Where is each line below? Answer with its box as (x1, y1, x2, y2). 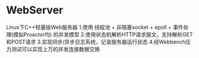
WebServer (6, 4, 64, 17)
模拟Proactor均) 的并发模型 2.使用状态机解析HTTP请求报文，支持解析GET (13, 30, 193, 38)
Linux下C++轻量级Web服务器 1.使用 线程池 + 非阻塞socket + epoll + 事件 (6, 23, 184, 30)
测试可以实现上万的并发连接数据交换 (11, 45, 100, 53)
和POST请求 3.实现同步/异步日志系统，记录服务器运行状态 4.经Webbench (6, 38, 186, 45)
